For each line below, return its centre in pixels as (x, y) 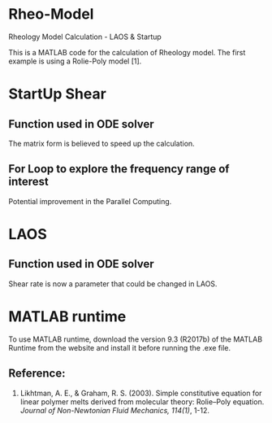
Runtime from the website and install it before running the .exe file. (120, 347)
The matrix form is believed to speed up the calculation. (101, 143)
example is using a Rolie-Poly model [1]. (75, 61)
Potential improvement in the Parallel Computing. (90, 201)
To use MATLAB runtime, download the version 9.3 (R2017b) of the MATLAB (135, 339)
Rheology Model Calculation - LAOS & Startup (85, 37)
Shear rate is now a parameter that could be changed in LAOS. (113, 283)
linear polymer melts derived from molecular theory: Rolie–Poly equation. (142, 401)
